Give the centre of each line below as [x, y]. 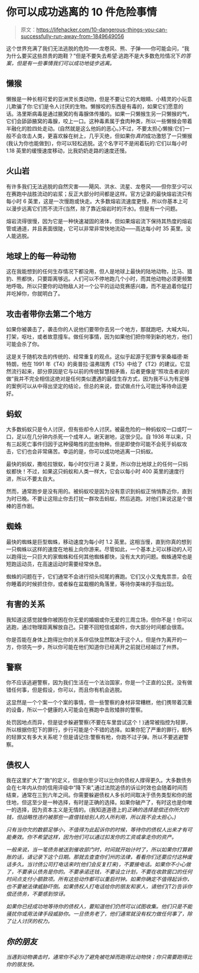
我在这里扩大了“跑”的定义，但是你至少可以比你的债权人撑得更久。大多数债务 [99, 781]
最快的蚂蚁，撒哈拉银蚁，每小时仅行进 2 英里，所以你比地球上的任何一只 [94, 464]
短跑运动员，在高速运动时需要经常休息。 [55, 564]
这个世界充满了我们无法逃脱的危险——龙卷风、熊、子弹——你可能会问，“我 [98, 48]
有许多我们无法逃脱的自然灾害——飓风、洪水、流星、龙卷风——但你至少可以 [99, 186]
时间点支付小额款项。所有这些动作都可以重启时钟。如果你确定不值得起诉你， [99, 879]
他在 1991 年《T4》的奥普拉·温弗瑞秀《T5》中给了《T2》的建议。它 [103, 364]
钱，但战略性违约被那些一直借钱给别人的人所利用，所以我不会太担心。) [91, 817]
